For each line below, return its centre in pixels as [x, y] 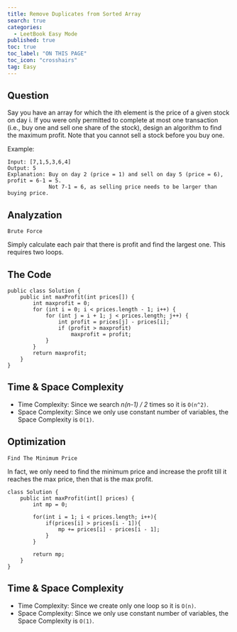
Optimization [37, 442]
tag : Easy [22, 67]
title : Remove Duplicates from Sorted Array [74, 14]
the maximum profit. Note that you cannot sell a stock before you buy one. [116, 135]
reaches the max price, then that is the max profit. [81, 479]
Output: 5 [22, 168]
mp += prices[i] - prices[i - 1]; [109, 529]
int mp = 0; [51, 504]
